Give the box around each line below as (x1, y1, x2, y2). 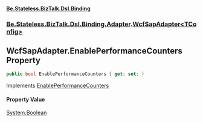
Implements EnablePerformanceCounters (6, 82, 109, 90)
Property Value (6, 96, 45, 103)
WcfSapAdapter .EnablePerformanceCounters (6, 46, 183, 56)
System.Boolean (6, 109, 47, 117)
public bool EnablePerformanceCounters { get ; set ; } (6, 71, 145, 78)
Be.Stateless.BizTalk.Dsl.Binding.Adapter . (6, 20, 133, 28)
